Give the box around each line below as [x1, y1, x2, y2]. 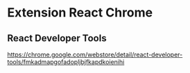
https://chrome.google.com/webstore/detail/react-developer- [7, 50, 183, 59]
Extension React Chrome [7, 5, 153, 21]
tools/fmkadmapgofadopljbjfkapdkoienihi [7, 58, 125, 66]
